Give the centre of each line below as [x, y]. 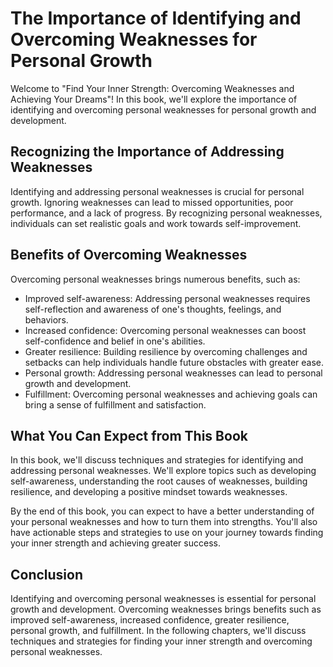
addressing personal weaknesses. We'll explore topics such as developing [163, 471]
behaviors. [46, 319]
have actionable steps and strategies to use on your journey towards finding [167, 533]
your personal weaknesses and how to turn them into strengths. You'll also [164, 522]
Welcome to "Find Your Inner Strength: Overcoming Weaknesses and [152, 88]
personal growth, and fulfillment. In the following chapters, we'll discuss [158, 631]
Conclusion [47, 574]
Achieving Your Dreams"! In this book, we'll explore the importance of [154, 99]
